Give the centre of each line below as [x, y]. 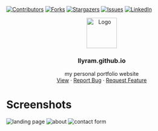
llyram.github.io [102, 61]
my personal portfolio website [102, 74]
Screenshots [39, 105]
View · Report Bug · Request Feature [102, 80]
